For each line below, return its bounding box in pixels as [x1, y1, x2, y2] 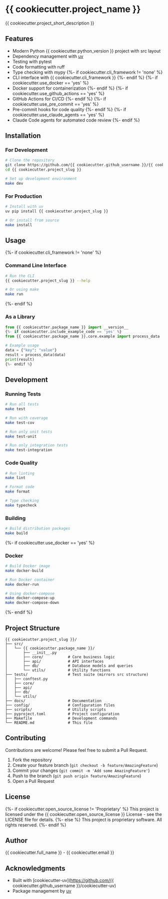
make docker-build [5, 568, 43, 573]
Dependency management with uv [12, 53, 83, 59]
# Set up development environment [5, 176, 77, 181]
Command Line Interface [5, 262, 66, 269]
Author [5, 836, 27, 845]
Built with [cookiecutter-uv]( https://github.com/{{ [12, 877, 114, 883]
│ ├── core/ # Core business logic [5, 655, 115, 660]
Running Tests [5, 390, 41, 397]
